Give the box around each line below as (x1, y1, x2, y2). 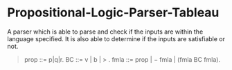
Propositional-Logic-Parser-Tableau (7, 5, 220, 21)
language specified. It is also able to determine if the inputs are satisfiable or (7, 34, 225, 43)
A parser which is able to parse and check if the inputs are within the (7, 27, 204, 36)
